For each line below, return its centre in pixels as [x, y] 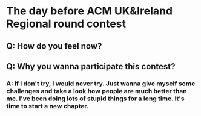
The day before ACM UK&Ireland [90, 11]
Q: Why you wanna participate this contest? [91, 66]
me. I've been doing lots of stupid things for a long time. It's [95, 99]
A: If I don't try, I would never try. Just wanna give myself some [101, 84]
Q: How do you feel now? [54, 46]
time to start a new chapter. [48, 106]
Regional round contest [66, 24]
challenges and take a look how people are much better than [97, 91]
